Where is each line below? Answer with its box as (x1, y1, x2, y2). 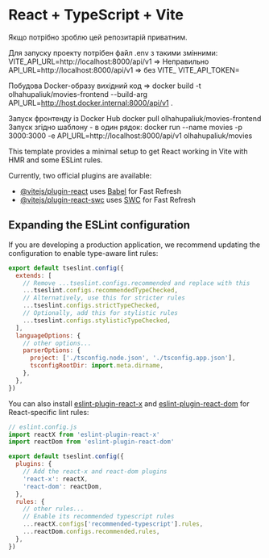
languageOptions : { (15, 331, 81, 340)
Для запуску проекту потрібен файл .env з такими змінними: (8, 48, 218, 57)
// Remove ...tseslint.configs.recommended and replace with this (23, 279, 250, 287)
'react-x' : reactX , (23, 475, 89, 483)
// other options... (23, 339, 92, 347)
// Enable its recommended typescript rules (23, 513, 175, 521)
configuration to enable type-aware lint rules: (8, 248, 159, 258)
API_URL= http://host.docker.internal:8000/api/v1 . (8, 98, 173, 107)
